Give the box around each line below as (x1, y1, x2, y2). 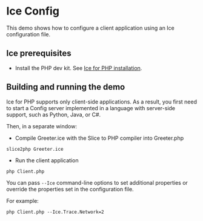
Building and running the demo (6, 82, 125, 92)
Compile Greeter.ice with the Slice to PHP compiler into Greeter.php (15, 134, 184, 142)
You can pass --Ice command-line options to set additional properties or (6, 179, 188, 186)
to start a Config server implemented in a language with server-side (6, 104, 176, 111)
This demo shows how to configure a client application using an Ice (6, 24, 175, 31)
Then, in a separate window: (6, 122, 78, 130)
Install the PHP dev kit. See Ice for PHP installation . (15, 64, 142, 71)
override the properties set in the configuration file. (6, 185, 135, 193)
